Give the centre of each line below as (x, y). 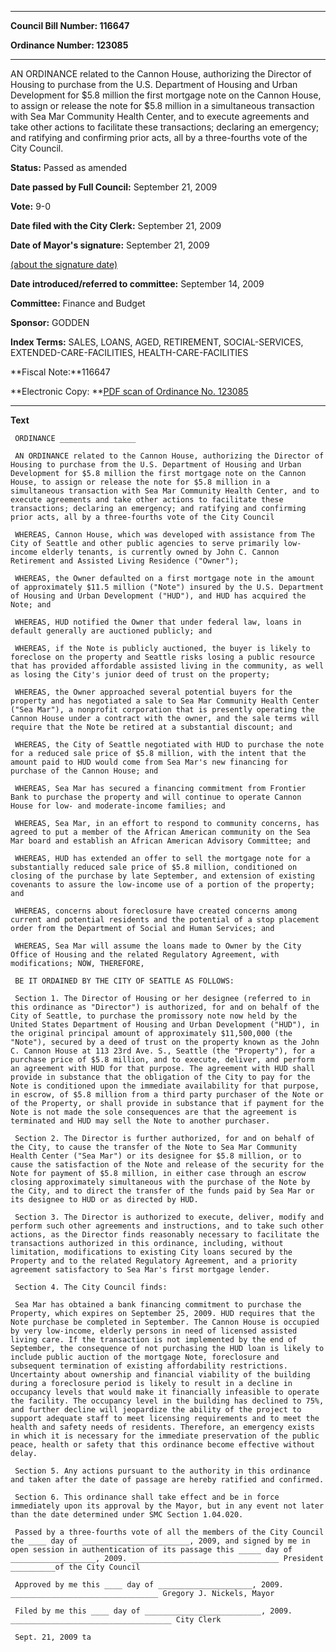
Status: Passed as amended (69, 167)
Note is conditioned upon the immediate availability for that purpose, (165, 1086)
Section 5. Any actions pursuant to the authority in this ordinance (162, 1471)
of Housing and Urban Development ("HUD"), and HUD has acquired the (158, 596)
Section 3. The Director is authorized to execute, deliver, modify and (169, 1217)
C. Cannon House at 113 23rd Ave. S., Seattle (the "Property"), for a (162, 1051)
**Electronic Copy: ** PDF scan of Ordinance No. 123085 (129, 391)
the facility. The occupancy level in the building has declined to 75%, (167, 1401)
